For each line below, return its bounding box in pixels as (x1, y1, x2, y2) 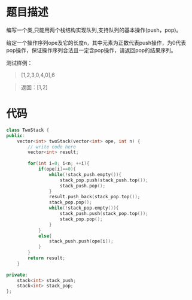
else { (38, 233, 52, 239)
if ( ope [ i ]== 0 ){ (38, 166, 77, 172)
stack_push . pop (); (59, 183, 106, 189)
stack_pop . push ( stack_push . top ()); (59, 177, 148, 183)
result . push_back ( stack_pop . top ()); (48, 194, 141, 200)
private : (6, 272, 28, 278)
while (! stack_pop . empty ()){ (48, 205, 119, 211)
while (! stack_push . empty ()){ (48, 171, 121, 177)
